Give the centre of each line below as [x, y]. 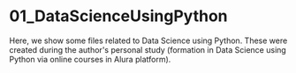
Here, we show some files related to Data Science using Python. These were [148, 40]
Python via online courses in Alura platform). [90, 59]
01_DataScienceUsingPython [118, 16]
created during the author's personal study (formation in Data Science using [148, 49]
